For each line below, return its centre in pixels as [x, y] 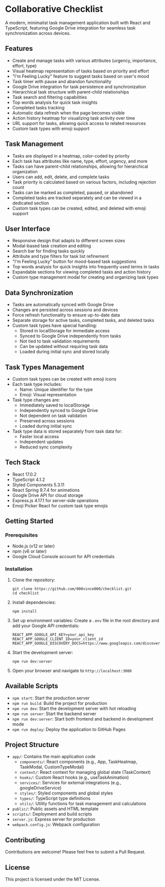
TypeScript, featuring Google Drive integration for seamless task [70, 28]
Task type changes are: [36, 400]
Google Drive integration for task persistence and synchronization [79, 87]
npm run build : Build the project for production [60, 703]
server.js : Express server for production [54, 819]
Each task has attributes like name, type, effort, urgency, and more [80, 161]
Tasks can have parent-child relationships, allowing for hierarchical [80, 166]
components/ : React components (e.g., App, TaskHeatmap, [79, 762]
